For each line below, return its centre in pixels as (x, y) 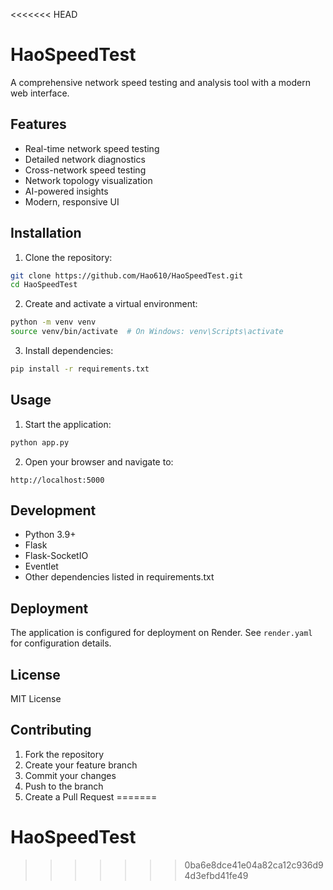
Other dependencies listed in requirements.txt (119, 577)
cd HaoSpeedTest (44, 285)
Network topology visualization (88, 180)
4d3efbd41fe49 (216, 875)
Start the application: (68, 424)
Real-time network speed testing (92, 148)
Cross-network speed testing (85, 170)
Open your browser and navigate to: (99, 461)
